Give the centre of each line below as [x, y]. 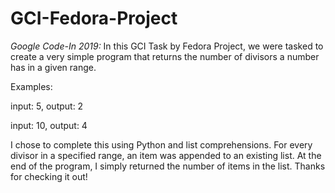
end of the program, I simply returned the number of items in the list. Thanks [168, 166]
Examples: [31, 86]
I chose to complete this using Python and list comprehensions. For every [161, 144]
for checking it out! [49, 176]
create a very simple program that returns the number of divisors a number [165, 56]
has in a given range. [53, 67]
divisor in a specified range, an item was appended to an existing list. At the [166, 155]
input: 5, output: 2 [47, 106]
